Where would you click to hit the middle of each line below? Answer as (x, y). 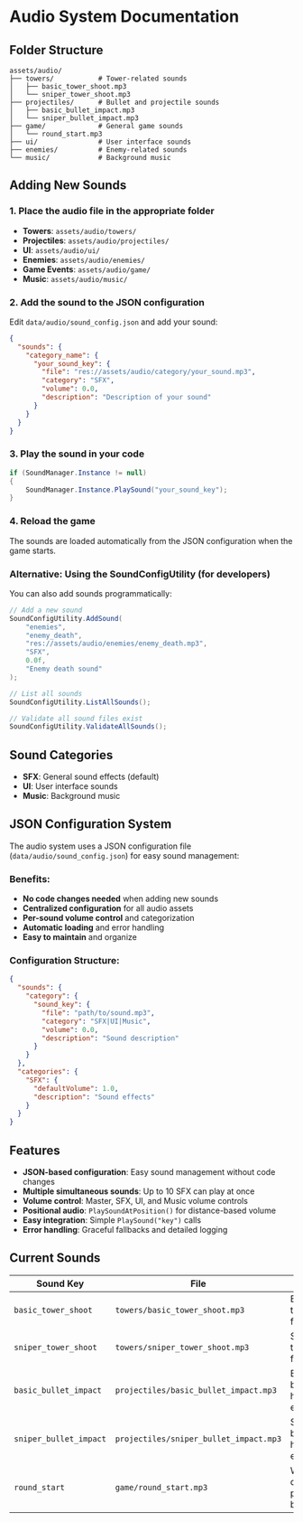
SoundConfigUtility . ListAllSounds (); (80, 702)
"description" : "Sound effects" (94, 1097)
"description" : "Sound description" (110, 1038)
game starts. (33, 550)
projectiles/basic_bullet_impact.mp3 (196, 1390)
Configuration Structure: (64, 961)
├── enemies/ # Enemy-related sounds (98, 150)
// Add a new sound (46, 610)
